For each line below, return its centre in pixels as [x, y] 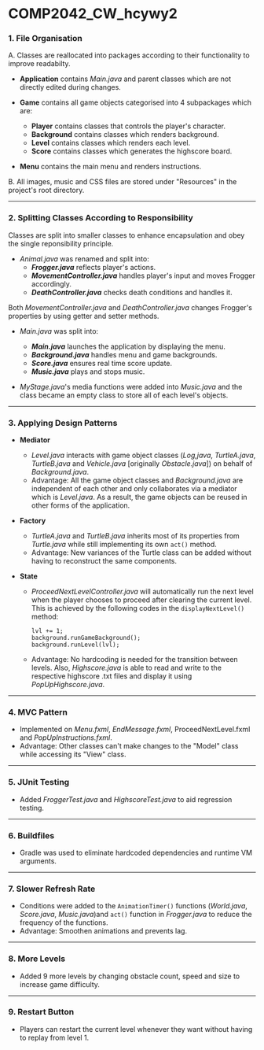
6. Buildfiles [31, 835]
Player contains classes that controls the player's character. [128, 126]
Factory [33, 521]
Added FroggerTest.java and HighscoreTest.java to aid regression [126, 799]
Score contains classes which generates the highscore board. [132, 151]
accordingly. [51, 283]
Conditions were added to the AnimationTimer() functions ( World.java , [133, 906]
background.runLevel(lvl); [75, 645]
